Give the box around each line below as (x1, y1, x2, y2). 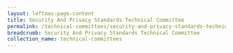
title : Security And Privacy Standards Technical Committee (7, 17, 185, 23)
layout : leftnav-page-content (7, 10, 95, 17)
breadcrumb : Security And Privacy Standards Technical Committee (7, 29, 200, 36)
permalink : (7, 23, 39, 30)
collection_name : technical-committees (7, 36, 123, 43)
